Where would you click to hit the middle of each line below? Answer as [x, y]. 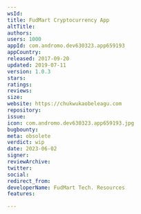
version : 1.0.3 [29, 71]
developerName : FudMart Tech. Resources [66, 188]
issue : [17, 116]
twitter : [20, 168]
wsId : [15, 14]
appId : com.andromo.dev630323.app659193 [66, 46]
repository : [24, 110]
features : [21, 194]
